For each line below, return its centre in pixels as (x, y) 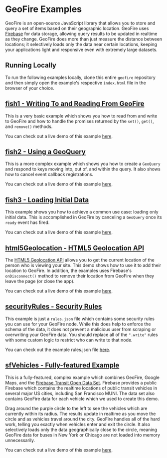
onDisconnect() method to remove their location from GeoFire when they (80, 276)
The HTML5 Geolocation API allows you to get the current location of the (80, 260)
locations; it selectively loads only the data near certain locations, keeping (81, 44)
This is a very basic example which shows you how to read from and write (81, 115)
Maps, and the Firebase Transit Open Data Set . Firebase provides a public (81, 382)
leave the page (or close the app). (40, 281)
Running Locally (31, 65)
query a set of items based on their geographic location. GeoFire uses (77, 28)
